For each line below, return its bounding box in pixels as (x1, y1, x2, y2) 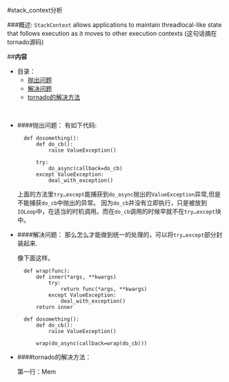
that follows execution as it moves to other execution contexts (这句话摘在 (7, 30, 217, 37)
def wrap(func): (23, 268, 70, 274)
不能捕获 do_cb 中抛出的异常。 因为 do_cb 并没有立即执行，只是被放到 (17, 199, 208, 207)
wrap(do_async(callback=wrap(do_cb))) (35, 340, 148, 347)
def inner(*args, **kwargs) (35, 274, 117, 281)
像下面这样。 (17, 254, 54, 262)
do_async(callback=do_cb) (48, 165, 123, 172)
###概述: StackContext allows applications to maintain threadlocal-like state (7, 21, 222, 29)
